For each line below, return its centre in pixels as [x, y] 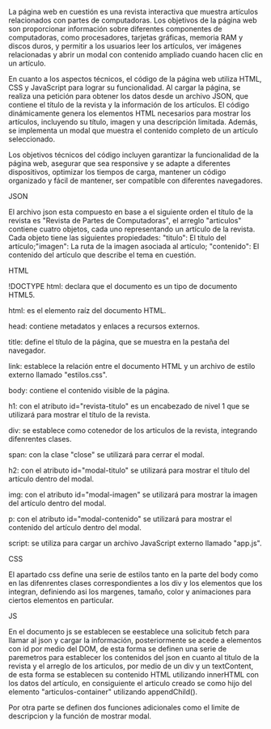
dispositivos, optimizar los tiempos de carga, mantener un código [117, 172]
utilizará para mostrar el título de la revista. [80, 415]
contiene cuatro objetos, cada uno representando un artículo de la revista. [132, 229]
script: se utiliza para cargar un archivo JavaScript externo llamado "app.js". [135, 543]
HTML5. [21, 295]
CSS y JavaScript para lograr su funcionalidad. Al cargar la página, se [125, 87]
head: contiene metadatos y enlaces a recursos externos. [104, 326]
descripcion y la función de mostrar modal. [80, 716]
